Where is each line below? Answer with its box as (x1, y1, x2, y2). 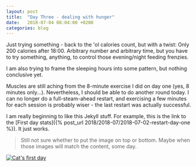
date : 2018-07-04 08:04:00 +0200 (6, 19, 94, 25)
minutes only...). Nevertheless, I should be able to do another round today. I (6, 89, 190, 96)
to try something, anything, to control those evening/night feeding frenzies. (6, 54, 189, 61)
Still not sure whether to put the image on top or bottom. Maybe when (20, 136, 191, 144)
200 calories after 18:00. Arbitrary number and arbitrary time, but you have (6, 48, 188, 55)
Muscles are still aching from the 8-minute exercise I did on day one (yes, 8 (6, 83, 190, 90)
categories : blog (6, 25, 49, 31)
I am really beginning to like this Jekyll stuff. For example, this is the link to (6, 113, 187, 120)
